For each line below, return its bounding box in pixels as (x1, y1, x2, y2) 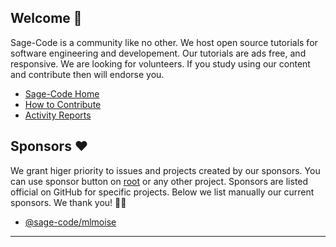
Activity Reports (24, 109, 92, 121)
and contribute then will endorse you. (10, 68, 165, 80)
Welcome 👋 (10, 10, 83, 27)
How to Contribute (24, 98, 102, 110)
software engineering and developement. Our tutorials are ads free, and (10, 47, 307, 59)
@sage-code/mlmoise (24, 216, 117, 228)
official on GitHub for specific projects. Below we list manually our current (10, 186, 315, 198)
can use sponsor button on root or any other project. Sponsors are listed (10, 175, 309, 187)
